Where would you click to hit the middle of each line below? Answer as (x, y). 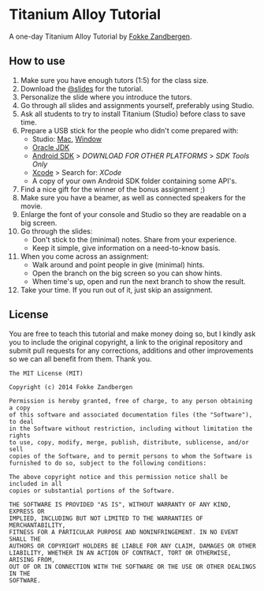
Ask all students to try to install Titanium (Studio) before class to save (133, 114)
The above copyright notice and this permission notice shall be (118, 477)
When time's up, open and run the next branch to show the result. (139, 281)
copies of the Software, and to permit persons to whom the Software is (131, 456)
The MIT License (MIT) (46, 373)
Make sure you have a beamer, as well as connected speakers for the (133, 197)
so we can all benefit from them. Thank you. (80, 359)
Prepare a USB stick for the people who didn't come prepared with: (129, 130)
